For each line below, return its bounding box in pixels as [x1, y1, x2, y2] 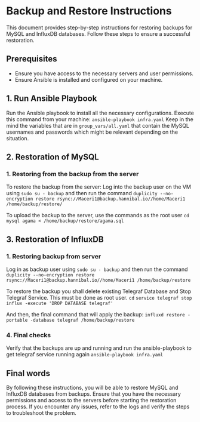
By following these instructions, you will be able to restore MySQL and [6, 384, 179, 392]
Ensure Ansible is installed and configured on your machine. [14, 76, 163, 83]
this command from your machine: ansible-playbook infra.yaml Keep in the [6, 115, 194, 123]
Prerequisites [6, 54, 57, 64]
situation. [6, 134, 29, 141]
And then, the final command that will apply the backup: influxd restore [6, 310, 185, 318]
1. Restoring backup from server [6, 252, 101, 260]
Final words [6, 368, 51, 378]
